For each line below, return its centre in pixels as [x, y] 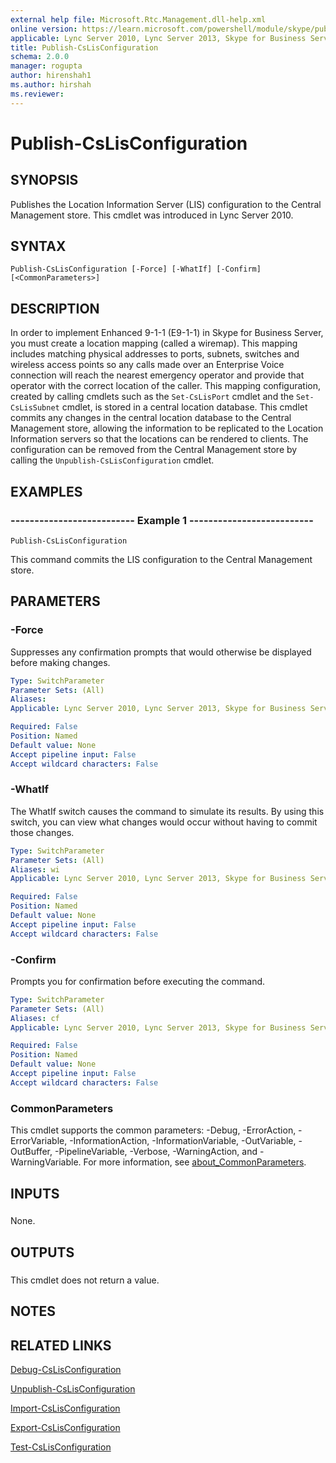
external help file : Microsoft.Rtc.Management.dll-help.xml [138, 19]
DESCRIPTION [55, 308]
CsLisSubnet [35, 408]
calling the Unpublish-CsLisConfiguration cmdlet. [112, 460]
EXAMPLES [46, 491]
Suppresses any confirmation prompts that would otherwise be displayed [161, 652]
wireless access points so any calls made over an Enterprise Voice [147, 365]
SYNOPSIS [44, 180]
